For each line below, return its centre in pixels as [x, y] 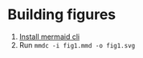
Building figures [62, 15]
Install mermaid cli [49, 37]
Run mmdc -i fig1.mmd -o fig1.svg [77, 44]
